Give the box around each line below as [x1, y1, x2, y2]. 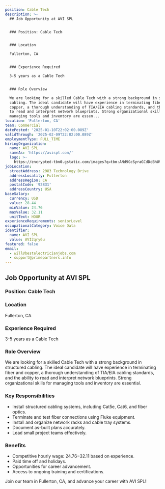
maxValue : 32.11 [9, 210, 43, 215]
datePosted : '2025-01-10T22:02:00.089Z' [5, 127, 89, 133]
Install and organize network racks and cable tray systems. [12, 419, 132, 425]
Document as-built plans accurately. [12, 424, 86, 430]
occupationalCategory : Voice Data [5, 223, 76, 228]
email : [5, 246, 19, 251]
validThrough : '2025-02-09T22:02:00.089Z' [5, 132, 93, 137]
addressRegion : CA [9, 178, 48, 183]
